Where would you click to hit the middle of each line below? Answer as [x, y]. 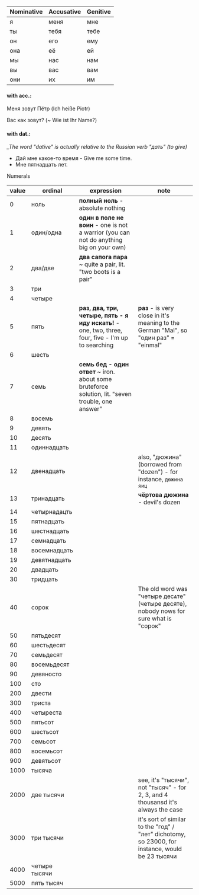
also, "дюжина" [160, 457]
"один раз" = [156, 338]
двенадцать [48, 471]
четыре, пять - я [104, 315]
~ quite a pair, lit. [102, 264]
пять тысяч [47, 883]
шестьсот [45, 732]
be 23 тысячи [157, 856]
